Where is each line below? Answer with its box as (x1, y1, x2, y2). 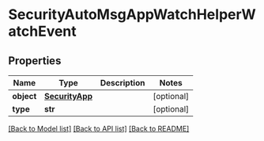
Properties (8, 54, 62, 67)
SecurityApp (44, 91, 93, 101)
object (12, 91, 37, 101)
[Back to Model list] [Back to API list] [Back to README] (8, 124, 190, 133)
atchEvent (8, 22, 77, 40)
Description (100, 78, 145, 88)
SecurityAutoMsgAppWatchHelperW (8, 6, 257, 24)
